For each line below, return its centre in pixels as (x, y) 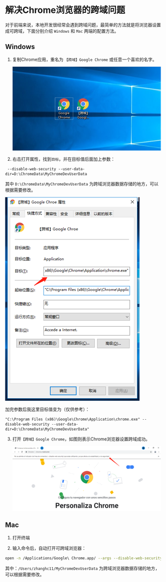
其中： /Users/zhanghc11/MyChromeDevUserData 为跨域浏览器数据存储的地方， (82, 568)
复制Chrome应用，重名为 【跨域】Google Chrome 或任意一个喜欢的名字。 (84, 59)
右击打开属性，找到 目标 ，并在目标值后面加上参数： (63, 159)
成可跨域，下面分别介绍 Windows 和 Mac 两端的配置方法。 (62, 31)
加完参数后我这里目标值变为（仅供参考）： (47, 409)
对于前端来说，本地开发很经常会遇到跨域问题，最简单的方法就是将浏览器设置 (83, 25)
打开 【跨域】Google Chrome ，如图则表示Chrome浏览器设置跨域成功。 (81, 439)
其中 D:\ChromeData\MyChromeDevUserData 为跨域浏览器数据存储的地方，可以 (82, 184)
